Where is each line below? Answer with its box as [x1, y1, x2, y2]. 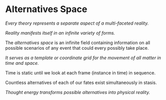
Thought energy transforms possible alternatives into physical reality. [5, 89, 150, 95]
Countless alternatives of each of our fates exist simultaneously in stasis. [5, 79, 157, 85]
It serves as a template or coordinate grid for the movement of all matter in [5, 54, 161, 61]
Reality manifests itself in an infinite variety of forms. [5, 30, 115, 36]
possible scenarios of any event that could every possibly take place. [5, 45, 149, 51]
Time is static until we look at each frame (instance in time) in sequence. [5, 69, 156, 76]
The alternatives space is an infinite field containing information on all [5, 39, 150, 46]
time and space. [5, 60, 39, 66]
